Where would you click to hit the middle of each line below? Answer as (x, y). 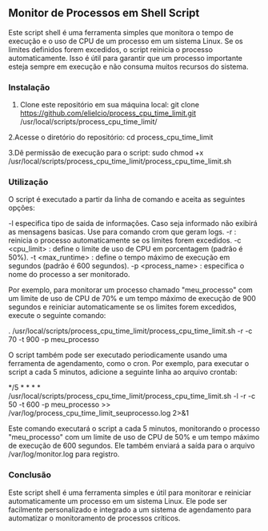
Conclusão (30, 475)
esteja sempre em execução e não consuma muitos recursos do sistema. (128, 66)
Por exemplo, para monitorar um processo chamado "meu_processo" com (131, 290)
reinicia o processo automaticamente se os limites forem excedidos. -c (125, 240)
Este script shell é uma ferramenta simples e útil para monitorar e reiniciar (130, 493)
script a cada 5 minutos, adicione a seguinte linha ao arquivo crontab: (123, 372)
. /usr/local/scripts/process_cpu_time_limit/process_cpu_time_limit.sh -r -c (130, 331)
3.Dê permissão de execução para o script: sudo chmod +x (106, 153)
